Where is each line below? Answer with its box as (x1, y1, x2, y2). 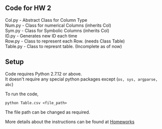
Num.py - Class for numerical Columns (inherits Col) (5, 22, 112, 28)
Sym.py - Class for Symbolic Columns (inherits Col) (5, 27, 110, 34)
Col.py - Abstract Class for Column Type (5, 17, 88, 23)
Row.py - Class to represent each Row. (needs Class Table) (5, 38, 125, 44)
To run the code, (5, 91, 39, 97)
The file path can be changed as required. (5, 109, 90, 115)
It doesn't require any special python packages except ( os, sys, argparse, (5, 76, 158, 82)
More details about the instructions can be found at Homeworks (5, 119, 134, 125)
